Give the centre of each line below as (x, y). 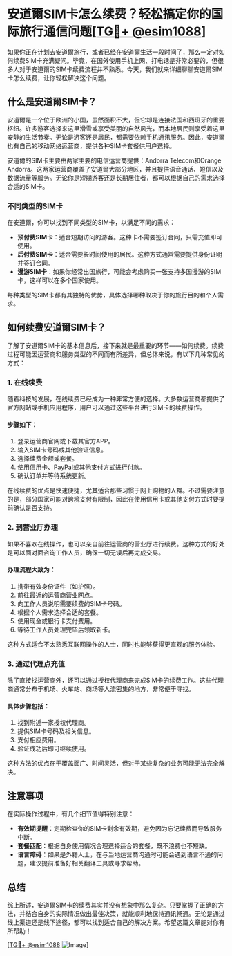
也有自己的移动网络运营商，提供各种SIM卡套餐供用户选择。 (91, 145)
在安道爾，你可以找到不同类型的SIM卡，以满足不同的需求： (91, 223)
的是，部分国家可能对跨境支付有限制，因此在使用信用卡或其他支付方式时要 (113, 499)
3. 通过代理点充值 (36, 663)
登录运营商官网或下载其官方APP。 (66, 441)
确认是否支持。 (34, 508)
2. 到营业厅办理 (33, 528)
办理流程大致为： (31, 570)
